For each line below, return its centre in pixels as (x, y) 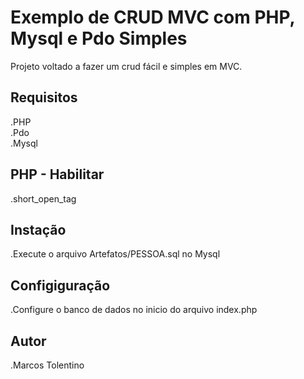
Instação (38, 229)
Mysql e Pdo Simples (99, 38)
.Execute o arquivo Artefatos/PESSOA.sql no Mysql (115, 254)
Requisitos (44, 97)
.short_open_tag (43, 198)
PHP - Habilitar (57, 174)
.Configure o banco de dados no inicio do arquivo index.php (134, 310)
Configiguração (60, 285)
